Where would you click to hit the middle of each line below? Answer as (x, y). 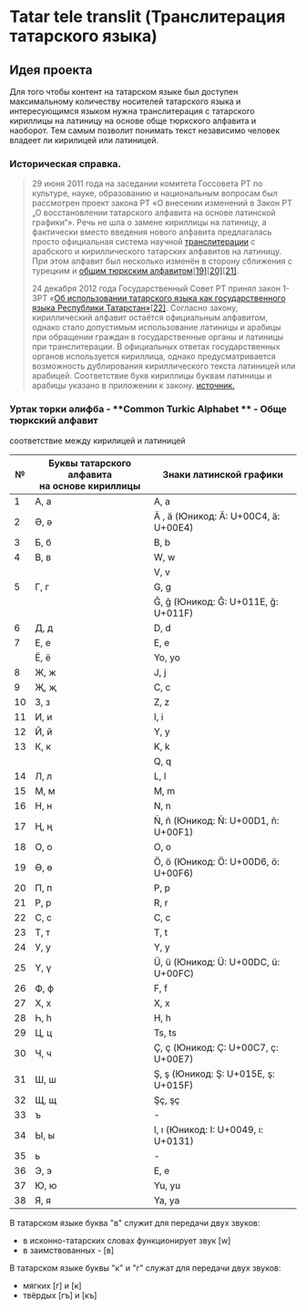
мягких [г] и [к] (52, 1285)
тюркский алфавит (54, 421)
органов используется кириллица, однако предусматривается (153, 357)
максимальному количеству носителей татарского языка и (125, 101)
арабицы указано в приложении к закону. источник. (133, 386)
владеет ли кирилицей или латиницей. (84, 140)
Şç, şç (167, 1099)
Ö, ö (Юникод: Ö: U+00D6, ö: (217, 861)
